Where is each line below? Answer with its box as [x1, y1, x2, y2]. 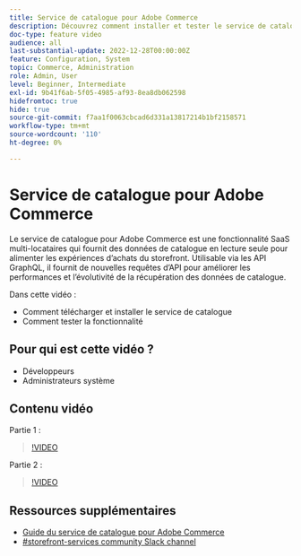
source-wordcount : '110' [9, 130, 102, 139]
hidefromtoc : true [9, 96, 78, 106]
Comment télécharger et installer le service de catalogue [21, 306, 233, 317]
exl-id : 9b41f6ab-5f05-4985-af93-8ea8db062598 [9, 88, 186, 97]
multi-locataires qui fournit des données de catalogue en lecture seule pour [9, 243, 288, 254]
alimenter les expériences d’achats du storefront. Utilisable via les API [9, 252, 267, 263]
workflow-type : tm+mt [9, 122, 90, 131]
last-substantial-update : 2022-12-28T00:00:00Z [9, 47, 191, 56]
